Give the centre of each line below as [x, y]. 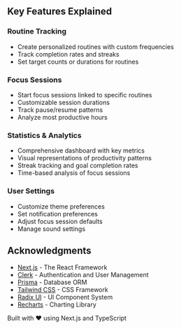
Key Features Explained [60, 12]
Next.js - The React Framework [62, 267]
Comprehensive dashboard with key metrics [81, 150]
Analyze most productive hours [63, 117]
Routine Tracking [37, 31]
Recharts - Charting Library [57, 304]
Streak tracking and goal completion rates [78, 166]
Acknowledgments [50, 250]
